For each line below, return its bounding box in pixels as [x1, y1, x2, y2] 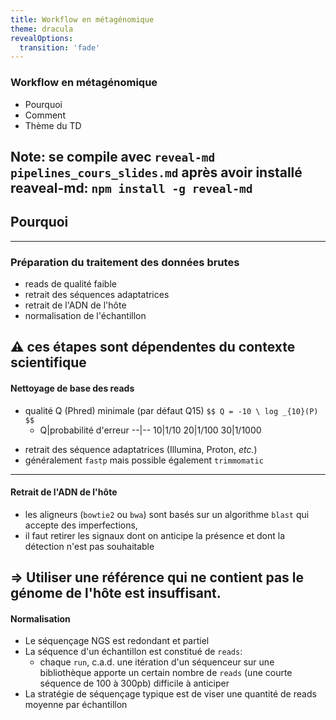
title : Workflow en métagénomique [10, 14, 155, 25]
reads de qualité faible [24, 278, 117, 290]
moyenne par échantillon [24, 699, 128, 711]
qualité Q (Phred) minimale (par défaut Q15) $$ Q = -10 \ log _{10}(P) [24, 404, 319, 416]
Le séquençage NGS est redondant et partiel [24, 635, 210, 647]
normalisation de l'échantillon [24, 310, 147, 322]
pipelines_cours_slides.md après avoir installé [10, 164, 303, 181]
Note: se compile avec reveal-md [10, 148, 216, 165]
